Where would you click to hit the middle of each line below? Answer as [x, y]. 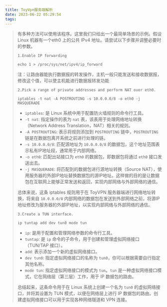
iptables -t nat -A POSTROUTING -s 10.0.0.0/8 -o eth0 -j [79, 99]
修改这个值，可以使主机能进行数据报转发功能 [63, 81]
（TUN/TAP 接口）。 [45, 246]
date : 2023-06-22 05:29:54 [33, 14]
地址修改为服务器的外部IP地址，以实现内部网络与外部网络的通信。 [85, 205]
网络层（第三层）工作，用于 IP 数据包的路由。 [89, 277]
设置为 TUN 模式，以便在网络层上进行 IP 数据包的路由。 [96, 294]
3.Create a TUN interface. [45, 214]
